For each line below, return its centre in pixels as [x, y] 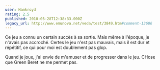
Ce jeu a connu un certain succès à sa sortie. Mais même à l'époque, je [77, 37]
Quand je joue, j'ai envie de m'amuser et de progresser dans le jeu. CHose [80, 57]
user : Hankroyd [21, 10]
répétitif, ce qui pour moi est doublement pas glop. [56, 47]
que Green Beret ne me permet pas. [41, 62]
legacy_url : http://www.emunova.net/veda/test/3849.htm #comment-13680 [79, 23]
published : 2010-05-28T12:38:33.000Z [44, 19]
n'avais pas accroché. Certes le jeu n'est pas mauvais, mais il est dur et [77, 43]
